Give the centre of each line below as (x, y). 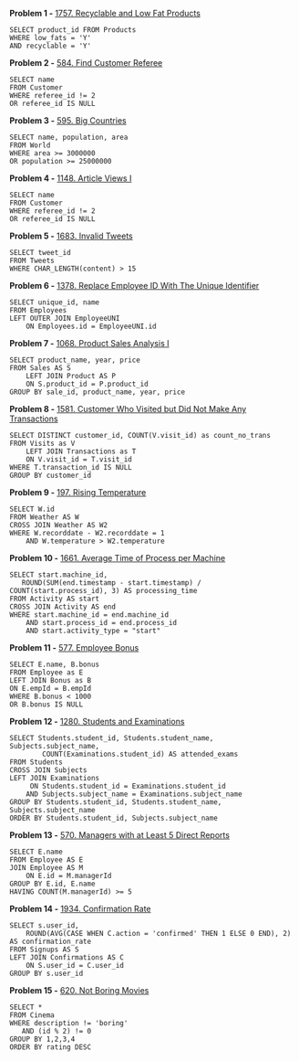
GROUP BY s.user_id (46, 973)
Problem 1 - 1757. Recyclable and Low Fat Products (105, 13)
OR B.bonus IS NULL (46, 705)
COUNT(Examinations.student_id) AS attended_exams (140, 754)
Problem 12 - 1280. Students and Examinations (97, 721)
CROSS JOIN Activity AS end (63, 607)
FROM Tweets (32, 260)
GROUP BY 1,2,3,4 (42, 1039)
